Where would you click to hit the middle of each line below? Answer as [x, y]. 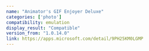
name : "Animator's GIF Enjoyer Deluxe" [55, 11]
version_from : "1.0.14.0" [38, 33]
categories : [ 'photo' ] [34, 17]
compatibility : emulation [38, 22]
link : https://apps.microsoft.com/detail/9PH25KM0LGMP [75, 39]
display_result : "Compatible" [43, 28]
